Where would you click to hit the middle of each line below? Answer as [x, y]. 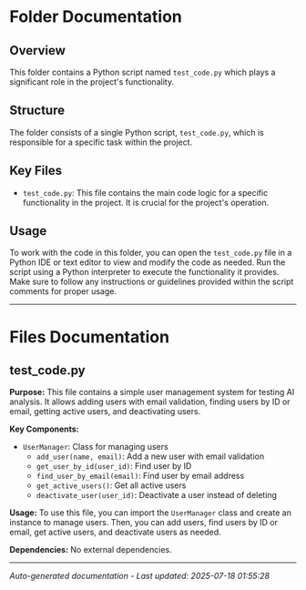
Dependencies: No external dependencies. [91, 550]
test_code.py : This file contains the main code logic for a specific [145, 192]
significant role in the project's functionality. [92, 82]
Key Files [36, 171]
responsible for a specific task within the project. [101, 142]
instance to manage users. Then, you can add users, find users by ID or [143, 523]
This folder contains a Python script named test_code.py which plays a [143, 72]
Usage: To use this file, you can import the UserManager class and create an [150, 513]
